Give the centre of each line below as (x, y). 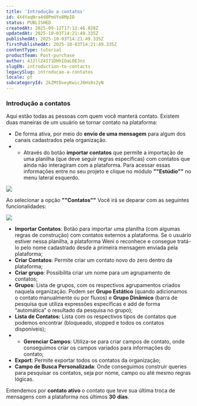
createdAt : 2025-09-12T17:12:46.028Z (52, 28)
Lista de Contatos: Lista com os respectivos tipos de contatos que (95, 316)
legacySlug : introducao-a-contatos (50, 72)
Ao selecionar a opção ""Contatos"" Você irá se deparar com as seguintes (98, 200)
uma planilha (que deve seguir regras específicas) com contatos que (106, 159)
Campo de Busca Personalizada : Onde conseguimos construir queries (101, 367)
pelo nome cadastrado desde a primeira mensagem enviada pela (99, 247)
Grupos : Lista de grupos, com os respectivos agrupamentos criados (97, 285)
